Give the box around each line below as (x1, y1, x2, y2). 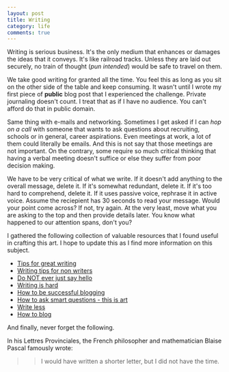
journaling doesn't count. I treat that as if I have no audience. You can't (7, 97, 206, 106)
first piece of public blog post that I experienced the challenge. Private (7, 90, 206, 98)
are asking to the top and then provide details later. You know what (7, 211, 196, 220)
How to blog (16, 310, 52, 319)
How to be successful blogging (16, 289, 105, 297)
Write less (16, 303, 46, 311)
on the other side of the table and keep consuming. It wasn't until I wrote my (7, 83, 222, 91)
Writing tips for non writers (16, 267, 93, 275)
